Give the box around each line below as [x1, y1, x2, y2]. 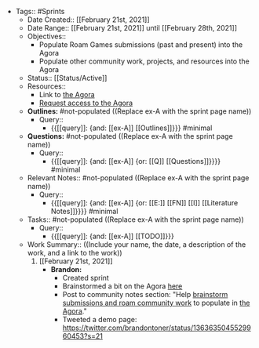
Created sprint [62, 274, 110, 282]
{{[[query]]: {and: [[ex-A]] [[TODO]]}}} [50, 231, 174, 241]
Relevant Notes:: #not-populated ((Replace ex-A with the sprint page [27, 173, 250, 183]
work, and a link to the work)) [27, 248, 123, 257]
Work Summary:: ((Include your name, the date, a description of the [27, 240, 246, 249]
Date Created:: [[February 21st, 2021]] [27, 15, 151, 24]
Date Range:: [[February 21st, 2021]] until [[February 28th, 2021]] [27, 24, 238, 32]
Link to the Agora [38, 90, 96, 99]
